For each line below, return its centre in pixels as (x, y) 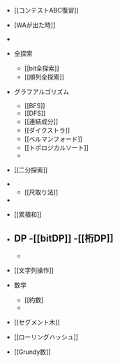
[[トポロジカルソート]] (57, 148)
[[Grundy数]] (32, 352)
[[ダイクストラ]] (47, 130)
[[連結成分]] (41, 121)
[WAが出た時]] (35, 25)
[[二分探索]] (31, 170)
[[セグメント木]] (37, 322)
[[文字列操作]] (34, 270)
